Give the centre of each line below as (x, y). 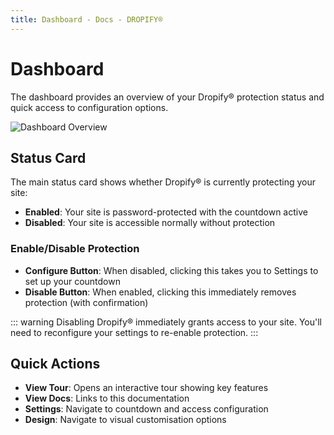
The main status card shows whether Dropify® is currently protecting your (163, 182)
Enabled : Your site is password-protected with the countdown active (166, 212)
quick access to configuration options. (89, 107)
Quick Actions (55, 364)
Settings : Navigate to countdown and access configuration (146, 409)
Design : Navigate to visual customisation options (125, 420)
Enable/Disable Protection (75, 249)
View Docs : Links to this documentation (107, 398)
